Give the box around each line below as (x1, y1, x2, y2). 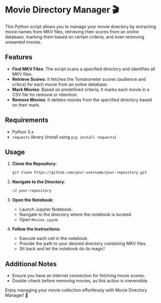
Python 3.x (12, 129, 34, 135)
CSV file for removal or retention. (12, 91, 78, 97)
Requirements (5, 116, 48, 124)
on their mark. (12, 102, 40, 107)
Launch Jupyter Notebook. (19, 207, 73, 212)
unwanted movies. (5, 39, 42, 45)
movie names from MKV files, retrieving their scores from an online (5, 29, 139, 34)
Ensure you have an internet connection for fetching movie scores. (12, 273, 145, 278)
